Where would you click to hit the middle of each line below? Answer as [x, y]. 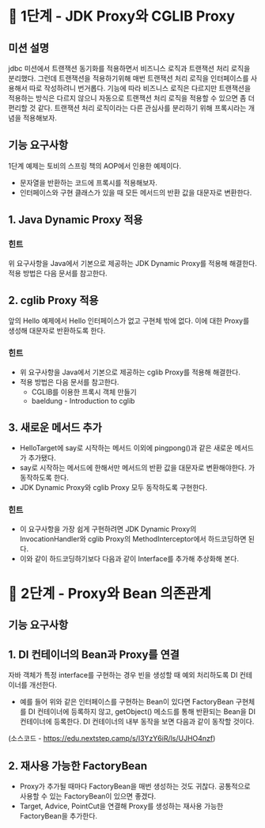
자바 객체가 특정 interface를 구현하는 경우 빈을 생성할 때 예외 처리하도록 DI [123, 675]
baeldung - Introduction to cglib [83, 401]
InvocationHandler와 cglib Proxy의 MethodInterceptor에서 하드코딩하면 [133, 538]
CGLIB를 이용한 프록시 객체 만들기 [84, 392]
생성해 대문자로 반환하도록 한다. [57, 331]
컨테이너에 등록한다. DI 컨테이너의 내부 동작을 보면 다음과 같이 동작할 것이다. [137, 722]
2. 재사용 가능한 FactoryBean [78, 766]
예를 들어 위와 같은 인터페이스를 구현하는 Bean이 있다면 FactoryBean [127, 702]
